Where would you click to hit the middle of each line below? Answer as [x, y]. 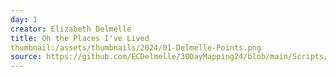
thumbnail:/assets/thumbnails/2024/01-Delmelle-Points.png [136, 47]
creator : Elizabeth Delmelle [71, 29]
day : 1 [24, 19]
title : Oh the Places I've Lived [80, 38]
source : [26, 57]
